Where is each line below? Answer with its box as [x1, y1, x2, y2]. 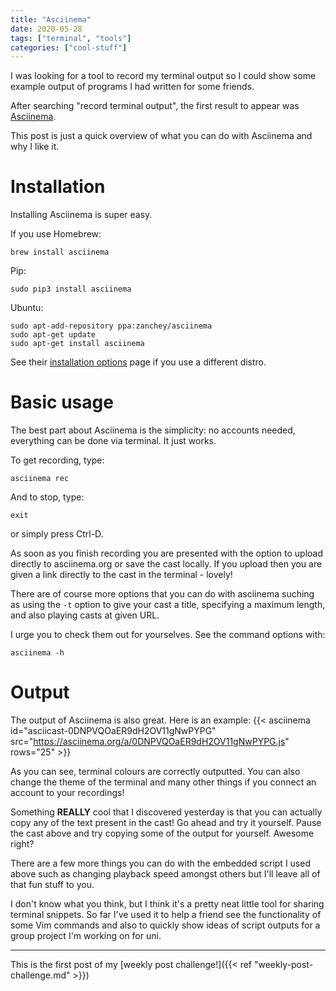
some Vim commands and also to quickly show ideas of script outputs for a [10, 919, 321, 931]
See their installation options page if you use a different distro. [10, 356, 267, 368]
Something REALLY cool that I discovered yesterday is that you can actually [10, 806, 323, 818]
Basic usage [10, 391, 114, 414]
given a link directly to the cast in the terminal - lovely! [10, 569, 233, 581]
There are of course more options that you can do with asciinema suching [10, 588, 315, 600]
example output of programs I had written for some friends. [10, 81, 255, 93]
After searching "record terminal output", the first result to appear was [10, 100, 300, 112]
